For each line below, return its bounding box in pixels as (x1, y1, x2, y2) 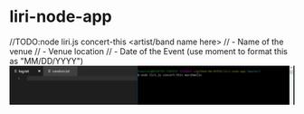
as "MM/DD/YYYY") (9, 55, 84, 66)
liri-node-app (9, 6, 112, 27)
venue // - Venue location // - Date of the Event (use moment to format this (9, 45, 288, 56)
